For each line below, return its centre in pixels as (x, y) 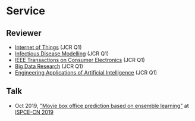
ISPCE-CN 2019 (34, 112)
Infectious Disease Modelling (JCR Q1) (62, 54)
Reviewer (24, 33)
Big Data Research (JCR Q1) (49, 66)
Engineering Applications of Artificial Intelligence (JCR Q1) (86, 72)
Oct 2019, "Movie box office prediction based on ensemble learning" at (102, 106)
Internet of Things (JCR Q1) (48, 47)
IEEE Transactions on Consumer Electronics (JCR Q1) (80, 60)
